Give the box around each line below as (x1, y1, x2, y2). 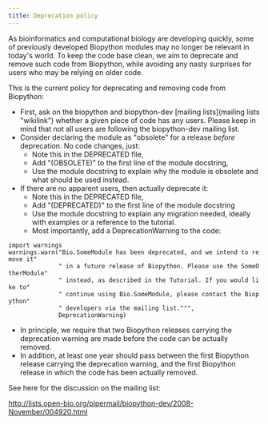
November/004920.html (8, 406, 88, 416)
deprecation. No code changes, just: (19, 141, 141, 150)
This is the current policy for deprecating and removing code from (8, 83, 226, 93)
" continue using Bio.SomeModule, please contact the (58, 290, 242, 298)
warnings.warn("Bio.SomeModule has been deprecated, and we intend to (8, 248, 249, 256)
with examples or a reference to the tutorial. (31, 217, 176, 227)
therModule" (8, 269, 48, 277)
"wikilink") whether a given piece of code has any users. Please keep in (19, 115, 256, 125)
